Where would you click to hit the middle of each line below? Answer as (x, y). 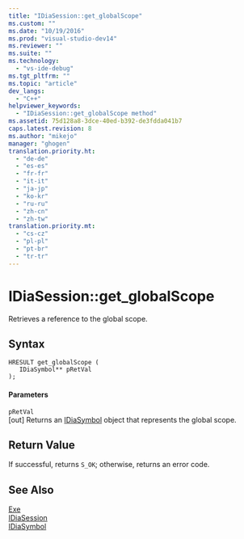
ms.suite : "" (30, 53)
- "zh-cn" (32, 211)
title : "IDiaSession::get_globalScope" (76, 16)
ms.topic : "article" (43, 83)
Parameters (28, 394)
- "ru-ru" (32, 204)
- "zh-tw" (32, 219)
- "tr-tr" (32, 256)
